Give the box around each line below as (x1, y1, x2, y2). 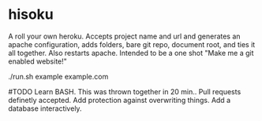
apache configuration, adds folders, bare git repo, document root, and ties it (8, 39, 256, 49)
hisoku (8, 5, 54, 24)
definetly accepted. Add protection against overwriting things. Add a (8, 95, 231, 104)
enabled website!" (8, 57, 67, 66)
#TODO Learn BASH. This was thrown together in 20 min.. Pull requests (8, 86, 241, 96)
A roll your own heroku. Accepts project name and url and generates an (8, 31, 241, 41)
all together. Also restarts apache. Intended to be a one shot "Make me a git (8, 48, 254, 57)
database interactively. (8, 104, 82, 113)
